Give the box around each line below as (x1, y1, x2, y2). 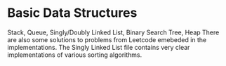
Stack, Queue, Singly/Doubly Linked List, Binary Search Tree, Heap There (7, 28, 220, 37)
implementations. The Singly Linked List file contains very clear (7, 43, 190, 51)
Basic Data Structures (7, 5, 138, 21)
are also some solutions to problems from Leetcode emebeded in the (7, 35, 207, 44)
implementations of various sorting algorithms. (7, 51, 142, 59)
